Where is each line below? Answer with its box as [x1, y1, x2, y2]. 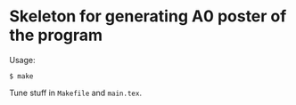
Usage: [9, 54, 36, 65]
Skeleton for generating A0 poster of [9, 6, 287, 27]
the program [9, 25, 103, 45]
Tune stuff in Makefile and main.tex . [9, 87, 143, 98]
